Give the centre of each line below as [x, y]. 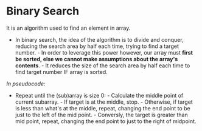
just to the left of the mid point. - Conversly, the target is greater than [101, 115]
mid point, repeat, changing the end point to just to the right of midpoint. [106, 121]
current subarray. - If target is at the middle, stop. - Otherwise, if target [104, 102]
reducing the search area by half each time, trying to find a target [97, 46]
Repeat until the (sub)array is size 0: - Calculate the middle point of [99, 95]
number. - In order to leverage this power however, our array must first [104, 52]
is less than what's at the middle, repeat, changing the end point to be [103, 108]
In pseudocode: [26, 84]
